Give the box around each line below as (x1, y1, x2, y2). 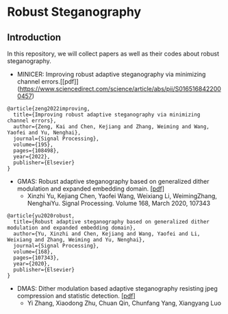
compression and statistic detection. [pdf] (16, 292, 136, 300)
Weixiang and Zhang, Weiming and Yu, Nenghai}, (7, 237, 146, 243)
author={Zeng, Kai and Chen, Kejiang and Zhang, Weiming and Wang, (13, 123, 210, 130)
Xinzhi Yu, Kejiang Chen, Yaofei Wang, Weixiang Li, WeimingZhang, (27, 192, 218, 200)
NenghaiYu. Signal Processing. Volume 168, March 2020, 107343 (27, 200, 211, 207)
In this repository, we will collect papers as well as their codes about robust (7, 49, 220, 58)
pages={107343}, (13, 254, 60, 261)
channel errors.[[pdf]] (16, 77, 79, 86)
